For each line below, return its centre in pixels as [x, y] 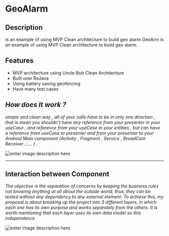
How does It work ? [36, 105]
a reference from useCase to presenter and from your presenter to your [79, 133]
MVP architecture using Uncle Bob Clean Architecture [68, 73]
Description [24, 27]
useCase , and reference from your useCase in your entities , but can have [83, 128]
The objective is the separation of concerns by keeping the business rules [82, 186]
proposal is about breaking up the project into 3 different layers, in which [81, 202]
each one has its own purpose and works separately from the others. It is [81, 208]
